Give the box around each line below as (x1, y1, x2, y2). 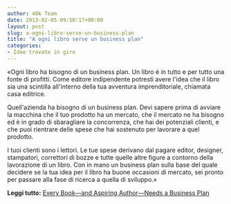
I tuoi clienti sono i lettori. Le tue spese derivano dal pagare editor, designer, (7, 146, 223, 154)
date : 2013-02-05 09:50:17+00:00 (7, 17, 104, 24)
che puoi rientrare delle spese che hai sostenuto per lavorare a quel (7, 125, 200, 133)
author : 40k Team (7, 10, 57, 17)
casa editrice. (7, 89, 46, 98)
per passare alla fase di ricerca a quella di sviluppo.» (7, 175, 158, 183)
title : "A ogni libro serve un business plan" (7, 36, 144, 43)
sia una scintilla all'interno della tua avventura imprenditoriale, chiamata (7, 82, 211, 91)
